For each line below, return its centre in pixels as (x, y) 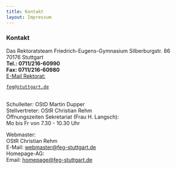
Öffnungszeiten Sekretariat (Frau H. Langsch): (63, 117)
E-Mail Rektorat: (26, 76)
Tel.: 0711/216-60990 (33, 63)
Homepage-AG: (25, 153)
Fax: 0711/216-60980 (33, 69)
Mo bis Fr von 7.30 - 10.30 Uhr (43, 123)
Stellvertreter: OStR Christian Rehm (49, 110)
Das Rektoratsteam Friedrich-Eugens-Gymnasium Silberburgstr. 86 (88, 50)
